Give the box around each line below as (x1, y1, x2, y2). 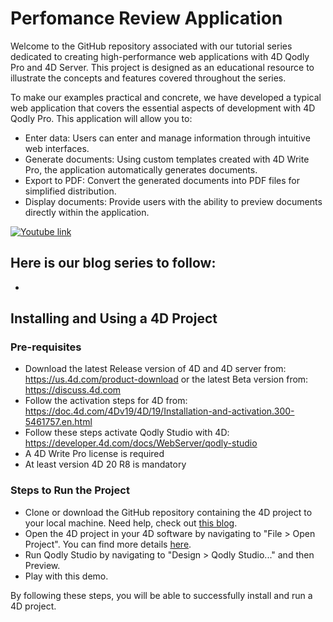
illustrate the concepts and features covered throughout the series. (10, 72, 287, 84)
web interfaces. (24, 142, 90, 154)
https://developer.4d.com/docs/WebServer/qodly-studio (24, 437, 258, 449)
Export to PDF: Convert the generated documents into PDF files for (24, 174, 301, 186)
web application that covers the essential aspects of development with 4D (10, 102, 316, 114)
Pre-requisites (10, 340, 82, 354)
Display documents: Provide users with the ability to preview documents (24, 195, 323, 207)
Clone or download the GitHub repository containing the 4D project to (24, 506, 313, 518)
